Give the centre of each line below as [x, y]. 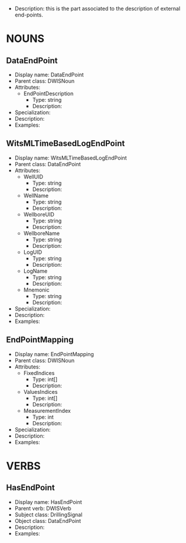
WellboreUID [39, 214]
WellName [36, 195]
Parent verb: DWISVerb [43, 508]
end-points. [29, 15]
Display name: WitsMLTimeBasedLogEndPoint [71, 158]
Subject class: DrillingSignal [48, 515]
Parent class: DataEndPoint [48, 164]
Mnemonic [36, 290]
